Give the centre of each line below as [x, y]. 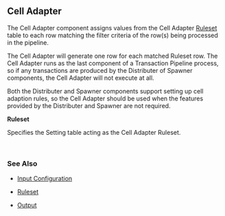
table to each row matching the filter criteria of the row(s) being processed [113, 35]
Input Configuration [45, 179]
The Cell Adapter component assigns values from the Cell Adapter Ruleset [112, 28]
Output [27, 205]
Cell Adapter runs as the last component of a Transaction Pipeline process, [113, 63]
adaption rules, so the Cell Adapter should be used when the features [105, 98]
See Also [22, 163]
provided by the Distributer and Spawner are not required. [89, 105]
